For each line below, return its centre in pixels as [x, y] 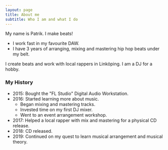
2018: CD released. [32, 131]
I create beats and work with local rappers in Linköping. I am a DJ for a [79, 64]
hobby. [12, 69]
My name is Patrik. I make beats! [39, 34]
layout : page [19, 10]
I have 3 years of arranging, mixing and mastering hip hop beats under [86, 49]
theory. [20, 141]
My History [19, 82]
